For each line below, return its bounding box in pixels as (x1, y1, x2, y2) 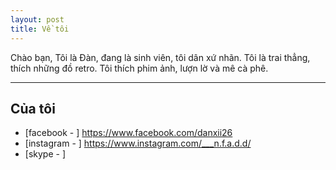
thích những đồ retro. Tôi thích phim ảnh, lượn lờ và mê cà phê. (10, 62, 269, 74)
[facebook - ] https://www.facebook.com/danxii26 (24, 127, 233, 139)
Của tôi (10, 100, 56, 117)
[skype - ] (24, 148, 66, 160)
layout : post (10, 14, 65, 25)
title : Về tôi (10, 24, 70, 34)
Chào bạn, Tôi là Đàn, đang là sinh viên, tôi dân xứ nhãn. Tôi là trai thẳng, (10, 51, 311, 63)
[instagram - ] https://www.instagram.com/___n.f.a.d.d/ (24, 137, 252, 150)
